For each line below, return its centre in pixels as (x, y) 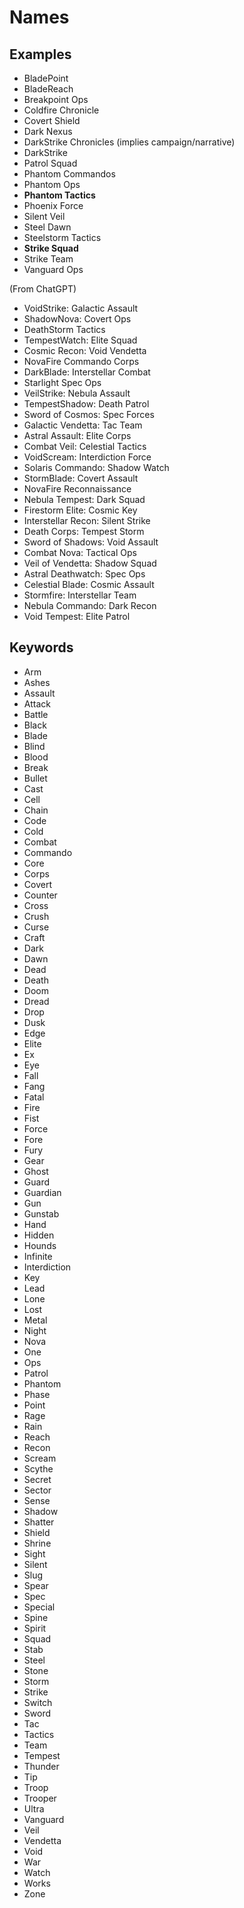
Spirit (35, 1628)
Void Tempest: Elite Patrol (77, 616)
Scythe (38, 1468)
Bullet (35, 778)
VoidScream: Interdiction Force (87, 457)
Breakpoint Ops (56, 99)
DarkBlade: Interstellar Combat (87, 372)
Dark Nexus (48, 131)
